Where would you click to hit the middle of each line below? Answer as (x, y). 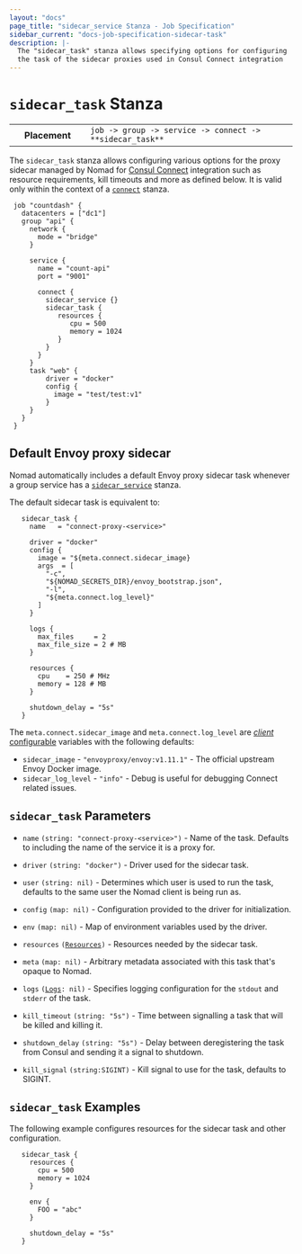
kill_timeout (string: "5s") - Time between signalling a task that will (152, 1015)
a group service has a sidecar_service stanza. (95, 484)
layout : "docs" (38, 18)
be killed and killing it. (62, 1025)
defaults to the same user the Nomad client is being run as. (132, 891)
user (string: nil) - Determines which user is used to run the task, (148, 882)
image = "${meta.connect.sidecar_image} (114, 558)
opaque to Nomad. (57, 971)
